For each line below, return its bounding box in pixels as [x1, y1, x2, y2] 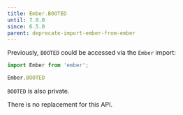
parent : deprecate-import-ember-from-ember [7, 29, 136, 37]
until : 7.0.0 [7, 17, 45, 24]
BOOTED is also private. [7, 87, 70, 95]
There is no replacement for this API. [7, 100, 113, 108]
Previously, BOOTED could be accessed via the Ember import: [7, 48, 176, 57]
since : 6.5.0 [7, 23, 45, 30]
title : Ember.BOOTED [7, 10, 68, 17]
